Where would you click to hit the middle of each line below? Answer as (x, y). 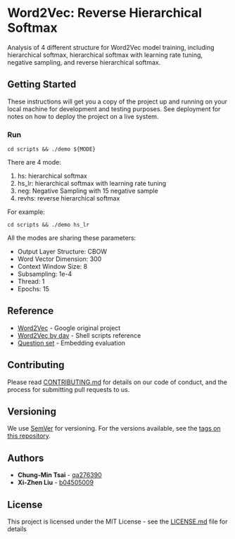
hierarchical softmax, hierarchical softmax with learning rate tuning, (105, 55)
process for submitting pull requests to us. (69, 389)
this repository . (29, 436)
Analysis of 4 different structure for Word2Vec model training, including (111, 47)
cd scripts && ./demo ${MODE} (52, 149)
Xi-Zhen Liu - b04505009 (55, 483)
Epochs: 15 (33, 289)
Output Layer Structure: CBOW (62, 252)
